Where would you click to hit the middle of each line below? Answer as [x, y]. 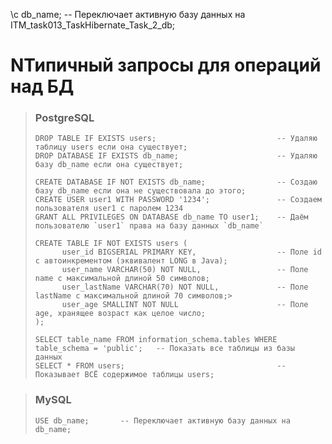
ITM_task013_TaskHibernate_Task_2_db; [93, 25]
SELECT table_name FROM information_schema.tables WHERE [156, 340]
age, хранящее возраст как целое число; [120, 314]
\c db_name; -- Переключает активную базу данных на [128, 14]
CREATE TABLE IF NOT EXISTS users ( [111, 244]
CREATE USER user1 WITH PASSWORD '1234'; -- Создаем [178, 200]
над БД [42, 86]
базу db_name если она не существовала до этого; [140, 191]
